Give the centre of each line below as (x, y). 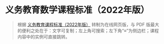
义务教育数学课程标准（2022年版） (77, 10)
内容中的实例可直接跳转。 (43, 37)
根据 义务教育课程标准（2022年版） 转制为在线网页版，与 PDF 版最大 (88, 24)
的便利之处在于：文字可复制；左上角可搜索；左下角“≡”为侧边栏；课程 (88, 30)
